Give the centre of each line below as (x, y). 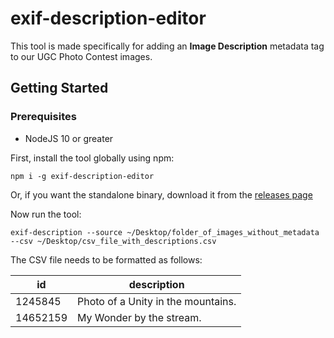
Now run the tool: (46, 214)
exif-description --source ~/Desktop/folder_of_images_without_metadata (165, 232)
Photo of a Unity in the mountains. (157, 301)
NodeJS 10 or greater (69, 138)
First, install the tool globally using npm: (92, 158)
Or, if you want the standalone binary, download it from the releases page (161, 194)
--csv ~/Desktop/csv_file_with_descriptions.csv (113, 241)
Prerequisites (43, 117)
